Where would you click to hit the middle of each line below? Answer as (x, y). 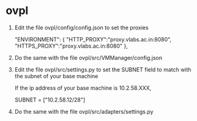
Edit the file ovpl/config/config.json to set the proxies (81, 28)
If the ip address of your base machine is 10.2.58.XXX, (83, 88)
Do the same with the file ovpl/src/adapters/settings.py (84, 111)
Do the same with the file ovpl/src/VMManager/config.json (88, 57)
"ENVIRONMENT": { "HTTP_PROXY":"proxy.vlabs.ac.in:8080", (93, 39)
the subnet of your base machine (56, 76)
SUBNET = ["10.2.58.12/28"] (50, 100)
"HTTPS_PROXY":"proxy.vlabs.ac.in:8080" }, (71, 46)
